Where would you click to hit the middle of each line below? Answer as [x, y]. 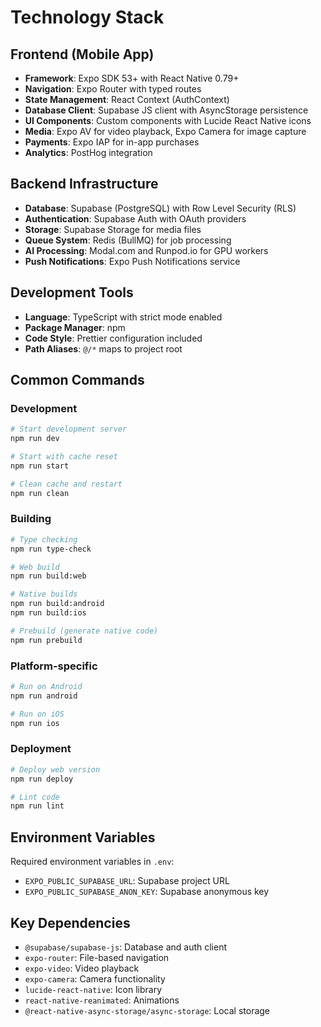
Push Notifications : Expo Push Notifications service [132, 261]
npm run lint [37, 806]
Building [31, 519]
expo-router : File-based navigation [97, 957]
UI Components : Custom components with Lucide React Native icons [168, 120]
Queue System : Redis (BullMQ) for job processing [128, 240]
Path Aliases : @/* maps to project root [103, 348]
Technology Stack [87, 17]
